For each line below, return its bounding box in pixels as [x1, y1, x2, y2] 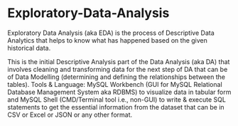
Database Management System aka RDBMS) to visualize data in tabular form [7, 88, 232, 96]
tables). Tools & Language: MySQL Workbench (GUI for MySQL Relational [7, 80, 222, 88]
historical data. [7, 43, 51, 52]
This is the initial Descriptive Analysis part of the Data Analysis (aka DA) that [7, 57, 230, 65]
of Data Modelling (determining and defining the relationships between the [7, 73, 226, 81]
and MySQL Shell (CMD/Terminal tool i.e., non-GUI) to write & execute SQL [7, 95, 226, 104]
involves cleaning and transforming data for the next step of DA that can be [7, 65, 228, 73]
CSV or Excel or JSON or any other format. [7, 110, 133, 119]
